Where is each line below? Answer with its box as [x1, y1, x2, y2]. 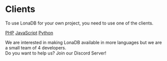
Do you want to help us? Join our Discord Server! [5, 50, 106, 56]
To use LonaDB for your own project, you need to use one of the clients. [5, 20, 153, 26]
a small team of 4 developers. [5, 44, 66, 50]
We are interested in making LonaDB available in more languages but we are [5, 39, 162, 45]
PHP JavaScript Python [5, 29, 53, 35]
